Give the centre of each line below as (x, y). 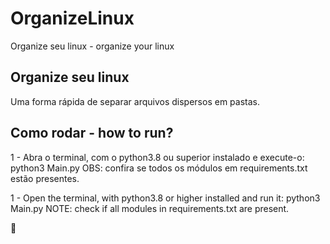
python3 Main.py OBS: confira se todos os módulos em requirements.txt (159, 168)
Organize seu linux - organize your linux (92, 46)
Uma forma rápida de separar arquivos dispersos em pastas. (135, 101)
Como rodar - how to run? (92, 133)
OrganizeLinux (72, 18)
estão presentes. (45, 178)
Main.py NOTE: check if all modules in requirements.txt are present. (150, 208)
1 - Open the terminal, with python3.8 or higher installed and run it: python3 (165, 198)
